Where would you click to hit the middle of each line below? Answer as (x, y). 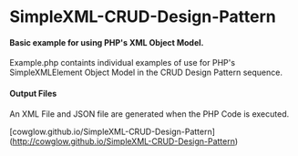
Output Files (33, 93)
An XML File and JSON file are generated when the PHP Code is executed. (149, 114)
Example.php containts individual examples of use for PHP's (122, 63)
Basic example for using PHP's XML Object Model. (107, 42)
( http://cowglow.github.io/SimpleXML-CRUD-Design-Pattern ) (124, 141)
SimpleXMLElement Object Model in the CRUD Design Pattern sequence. (146, 73)
